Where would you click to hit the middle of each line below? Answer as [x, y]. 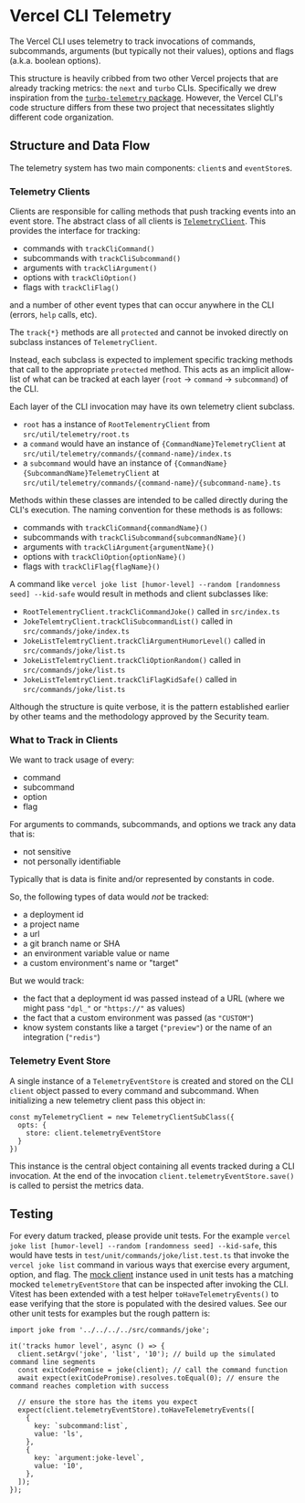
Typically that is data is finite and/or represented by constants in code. [142, 879]
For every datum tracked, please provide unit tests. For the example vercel [150, 1236]
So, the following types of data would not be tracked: [109, 897]
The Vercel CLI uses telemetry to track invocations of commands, [132, 41]
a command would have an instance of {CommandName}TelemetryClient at [154, 444]
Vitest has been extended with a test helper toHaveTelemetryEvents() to [144, 1294]
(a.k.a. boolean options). [55, 60]
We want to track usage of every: [72, 760]
